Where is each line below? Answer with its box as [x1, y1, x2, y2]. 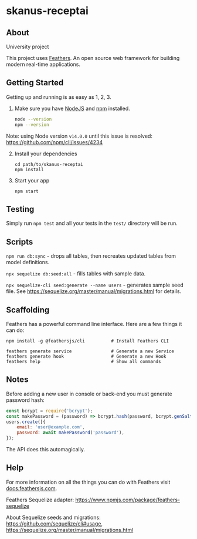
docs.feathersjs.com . [6, 484, 57, 492]
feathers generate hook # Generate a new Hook [6, 354, 167, 360]
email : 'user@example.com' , [16, 424, 85, 430]
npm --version [14, 122, 49, 128]
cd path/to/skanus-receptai [14, 161, 83, 167]
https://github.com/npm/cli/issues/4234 [6, 138, 103, 145]
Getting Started [6, 78, 64, 88]
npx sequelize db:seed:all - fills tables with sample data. [6, 270, 146, 277]
